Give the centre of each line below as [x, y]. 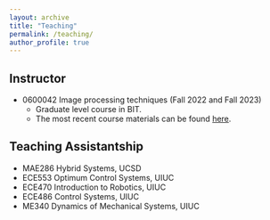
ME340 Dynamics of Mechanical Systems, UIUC [111, 206]
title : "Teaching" [43, 26]
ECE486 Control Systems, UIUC [81, 196]
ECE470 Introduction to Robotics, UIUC [94, 187]
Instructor [38, 78]
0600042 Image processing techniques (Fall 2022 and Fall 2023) [142, 100]
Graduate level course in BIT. [89, 110]
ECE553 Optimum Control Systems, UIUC [98, 177]
